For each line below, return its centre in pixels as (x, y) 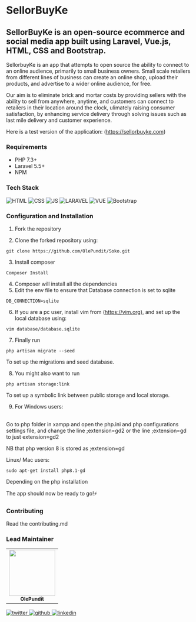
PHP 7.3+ (26, 160)
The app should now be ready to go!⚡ (52, 493)
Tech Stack (23, 188)
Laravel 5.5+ (30, 166)
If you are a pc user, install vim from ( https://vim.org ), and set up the (97, 312)
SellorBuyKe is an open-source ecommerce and (96, 32)
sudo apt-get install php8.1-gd (46, 471)
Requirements (27, 147)
